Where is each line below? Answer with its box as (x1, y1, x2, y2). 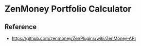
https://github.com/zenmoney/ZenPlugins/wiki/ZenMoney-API (11, 35, 136, 41)
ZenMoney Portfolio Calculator (4, 3, 132, 15)
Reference (4, 23, 37, 31)
